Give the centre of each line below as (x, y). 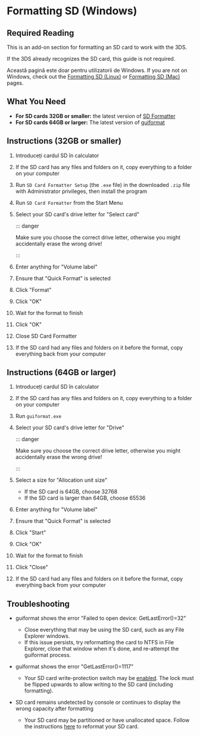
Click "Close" (32, 567)
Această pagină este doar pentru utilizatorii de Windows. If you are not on (97, 70)
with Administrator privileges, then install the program (81, 191)
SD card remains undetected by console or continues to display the (98, 702)
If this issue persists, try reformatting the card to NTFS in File (99, 643)
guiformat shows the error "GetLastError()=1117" (74, 667)
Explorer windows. (47, 636)
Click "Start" (31, 533)
